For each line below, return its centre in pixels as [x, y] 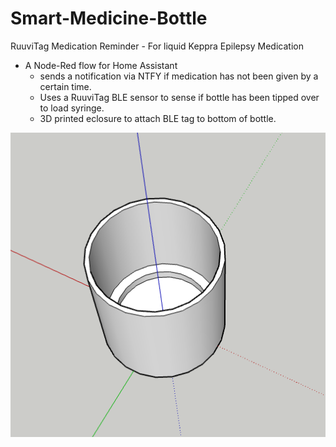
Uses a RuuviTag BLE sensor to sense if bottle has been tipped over [179, 97]
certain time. [65, 86]
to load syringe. [72, 108]
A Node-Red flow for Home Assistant [101, 65]
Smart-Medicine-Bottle [109, 18]
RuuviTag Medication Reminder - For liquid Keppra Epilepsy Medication [157, 46]
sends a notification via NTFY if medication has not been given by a [179, 76]
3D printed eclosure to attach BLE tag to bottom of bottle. [158, 118]
